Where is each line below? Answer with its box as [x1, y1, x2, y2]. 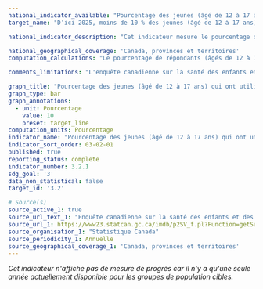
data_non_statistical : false [8, 177, 103, 185]
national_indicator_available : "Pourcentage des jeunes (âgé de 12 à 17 [8, 11, 250, 20]
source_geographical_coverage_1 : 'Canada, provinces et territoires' [8, 242, 240, 251]
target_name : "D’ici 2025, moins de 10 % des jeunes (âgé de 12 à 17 [8, 19, 240, 27]
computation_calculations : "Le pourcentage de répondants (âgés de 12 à [8, 54, 250, 63]
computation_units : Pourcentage [8, 126, 113, 134]
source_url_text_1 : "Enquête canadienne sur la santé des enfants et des [8, 213, 254, 221]
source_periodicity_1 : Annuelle [8, 235, 113, 243]
